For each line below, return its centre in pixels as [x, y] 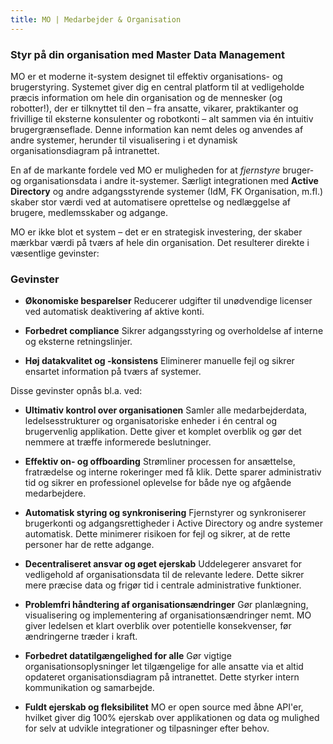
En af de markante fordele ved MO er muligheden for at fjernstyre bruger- [162, 170]
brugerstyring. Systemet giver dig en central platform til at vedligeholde [157, 87]
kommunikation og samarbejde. [89, 688]
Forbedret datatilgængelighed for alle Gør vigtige [128, 656]
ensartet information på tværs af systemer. [113, 372]
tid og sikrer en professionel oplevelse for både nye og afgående [158, 483]
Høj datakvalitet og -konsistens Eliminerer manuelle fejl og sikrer [159, 361]
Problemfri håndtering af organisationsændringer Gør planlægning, [166, 605]
